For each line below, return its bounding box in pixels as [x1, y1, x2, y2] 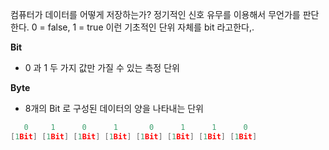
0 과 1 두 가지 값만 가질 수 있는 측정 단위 [24, 62, 180, 73]
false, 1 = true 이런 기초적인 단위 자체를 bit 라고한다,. [47, 21, 255, 33]
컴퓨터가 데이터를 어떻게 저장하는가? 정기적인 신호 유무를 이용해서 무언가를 [10, 9, 301, 20]
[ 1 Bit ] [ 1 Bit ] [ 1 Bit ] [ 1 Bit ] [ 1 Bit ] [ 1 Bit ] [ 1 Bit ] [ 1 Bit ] [10, 131, 258, 142]
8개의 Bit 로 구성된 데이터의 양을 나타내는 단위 [24, 103, 204, 114]
